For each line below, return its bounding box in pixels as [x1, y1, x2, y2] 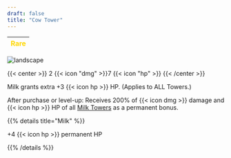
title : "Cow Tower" [7, 17, 63, 23]
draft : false [7, 10, 45, 17]
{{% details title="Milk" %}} [7, 117, 86, 125]
